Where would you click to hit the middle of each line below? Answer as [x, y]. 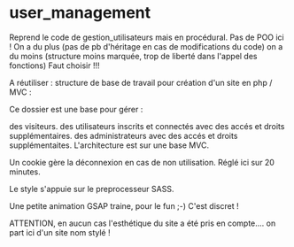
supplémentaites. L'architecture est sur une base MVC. [109, 145]
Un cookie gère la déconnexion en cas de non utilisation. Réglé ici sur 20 [142, 162]
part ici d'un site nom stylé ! [60, 232]
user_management [80, 13]
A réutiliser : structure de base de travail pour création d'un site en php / [141, 82]
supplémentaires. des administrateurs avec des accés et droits [124, 135]
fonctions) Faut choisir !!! [54, 66]
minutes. [25, 172]
